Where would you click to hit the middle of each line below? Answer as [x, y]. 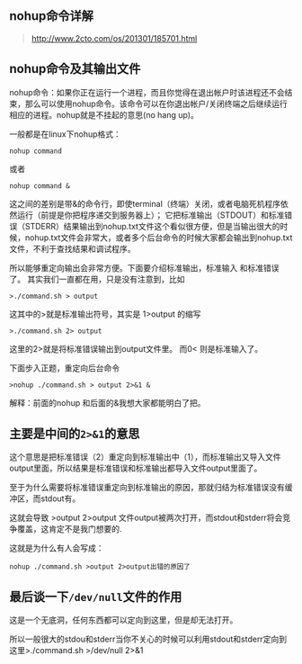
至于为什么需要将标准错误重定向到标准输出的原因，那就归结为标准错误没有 [147, 488]
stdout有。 [60, 498]
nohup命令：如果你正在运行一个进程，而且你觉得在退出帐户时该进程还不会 [147, 92]
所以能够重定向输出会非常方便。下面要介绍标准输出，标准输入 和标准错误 [144, 267]
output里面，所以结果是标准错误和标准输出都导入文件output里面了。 [136, 468]
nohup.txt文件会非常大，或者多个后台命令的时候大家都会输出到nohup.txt [159, 238]
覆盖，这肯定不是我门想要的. [70, 529]
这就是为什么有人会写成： [57, 548]
